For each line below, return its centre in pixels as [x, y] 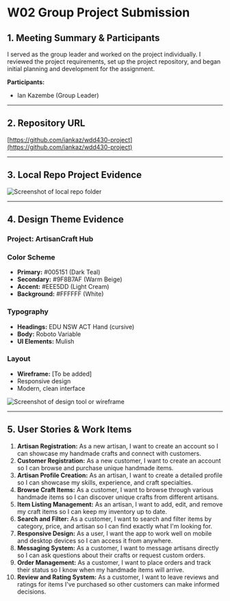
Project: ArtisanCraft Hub [50, 239]
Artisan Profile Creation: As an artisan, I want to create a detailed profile [120, 475]
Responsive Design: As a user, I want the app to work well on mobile [114, 533]
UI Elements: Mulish [46, 341]
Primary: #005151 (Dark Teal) [59, 272]
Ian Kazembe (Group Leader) [58, 95]
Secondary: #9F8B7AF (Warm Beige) [69, 279]
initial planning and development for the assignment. [81, 69]
